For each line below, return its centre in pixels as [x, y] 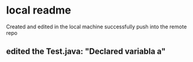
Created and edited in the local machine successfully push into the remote [97, 27]
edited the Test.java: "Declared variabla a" [86, 52]
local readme [39, 10]
